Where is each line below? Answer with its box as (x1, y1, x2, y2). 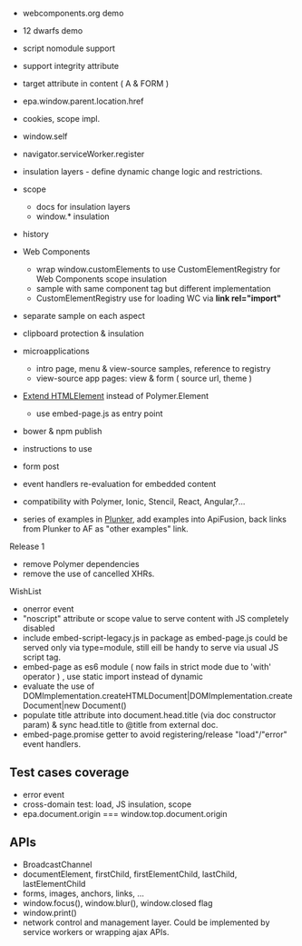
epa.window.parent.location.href (22, 95, 144, 106)
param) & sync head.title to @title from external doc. (22, 720, 219, 730)
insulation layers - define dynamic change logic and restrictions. (22, 166, 263, 176)
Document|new (22, 700, 81, 711)
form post (22, 461, 60, 472)
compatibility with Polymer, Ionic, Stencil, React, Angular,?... (22, 496, 246, 507)
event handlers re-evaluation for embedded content (22, 479, 217, 489)
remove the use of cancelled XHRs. (22, 568, 155, 579)
